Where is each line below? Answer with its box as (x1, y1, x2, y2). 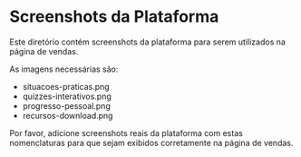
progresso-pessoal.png (22, 100, 111, 111)
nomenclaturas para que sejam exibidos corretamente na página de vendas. (9, 137, 294, 148)
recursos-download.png (22, 110, 113, 121)
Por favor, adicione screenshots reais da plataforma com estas (9, 127, 243, 138)
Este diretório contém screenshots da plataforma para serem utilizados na (9, 36, 286, 47)
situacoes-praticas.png (22, 81, 111, 92)
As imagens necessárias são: (9, 64, 119, 74)
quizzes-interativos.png (22, 91, 112, 102)
